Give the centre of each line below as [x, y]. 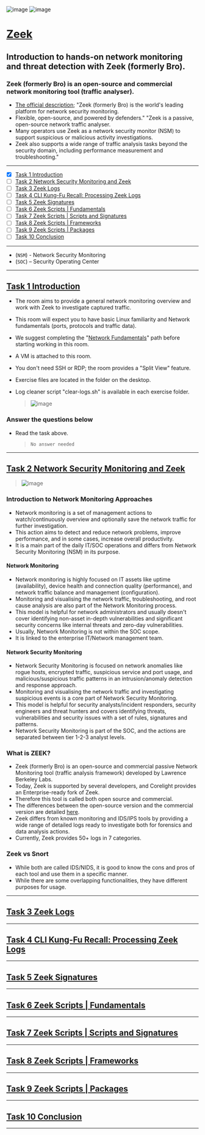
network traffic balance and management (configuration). [87, 592]
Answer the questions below [50, 420]
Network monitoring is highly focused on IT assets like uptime [93, 579]
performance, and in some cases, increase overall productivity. [94, 539]
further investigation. [41, 526]
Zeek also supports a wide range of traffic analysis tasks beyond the [101, 143]
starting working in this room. [52, 344]
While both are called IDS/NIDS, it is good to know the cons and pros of [105, 867]
